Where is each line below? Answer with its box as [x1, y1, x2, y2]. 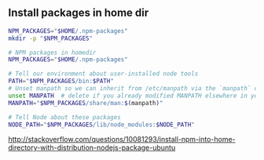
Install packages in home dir [8, 6, 149, 20]
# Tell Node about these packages [8, 113, 122, 121]
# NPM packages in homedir [8, 49, 97, 56]
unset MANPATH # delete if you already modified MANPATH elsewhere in [8, 92, 247, 100]
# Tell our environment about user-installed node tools [8, 70, 199, 78]
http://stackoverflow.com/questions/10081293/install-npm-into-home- [8, 135, 236, 144]
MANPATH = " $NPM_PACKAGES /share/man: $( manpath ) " [8, 99, 163, 107]
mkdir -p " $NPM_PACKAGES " [8, 35, 93, 42]
